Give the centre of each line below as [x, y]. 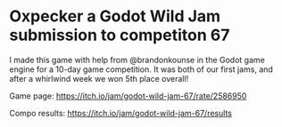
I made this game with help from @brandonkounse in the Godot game [137, 60]
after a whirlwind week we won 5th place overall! [99, 78]
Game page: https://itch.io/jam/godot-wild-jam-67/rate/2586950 [128, 96]
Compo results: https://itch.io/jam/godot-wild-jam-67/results [120, 113]
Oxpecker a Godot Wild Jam [115, 16]
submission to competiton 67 [120, 35]
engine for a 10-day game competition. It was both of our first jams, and [141, 69]
